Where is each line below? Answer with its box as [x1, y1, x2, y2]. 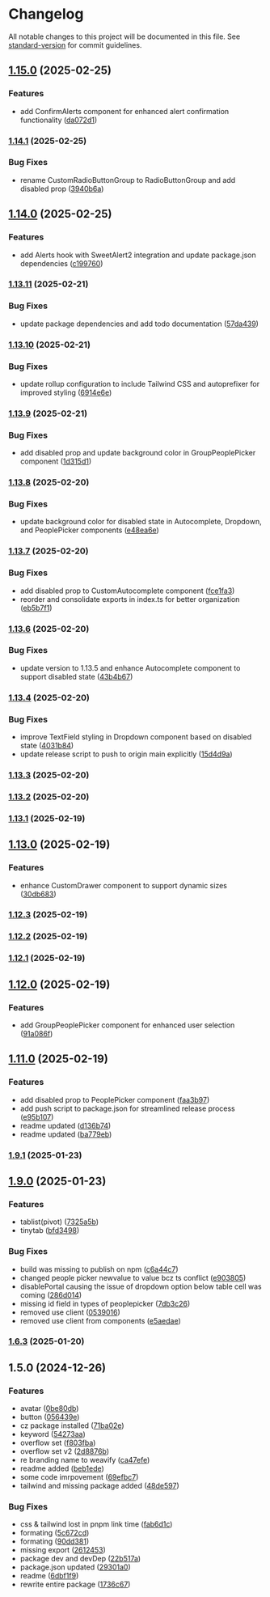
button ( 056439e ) [19, 1413, 80, 1422]
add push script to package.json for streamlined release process [19, 1103, 236, 1113]
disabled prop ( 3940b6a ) [19, 184, 104, 193]
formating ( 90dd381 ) [19, 1536, 90, 1546]
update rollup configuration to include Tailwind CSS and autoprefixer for [19, 379, 260, 388]
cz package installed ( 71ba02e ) [19, 1421, 124, 1430]
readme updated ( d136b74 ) [19, 1120, 112, 1130]
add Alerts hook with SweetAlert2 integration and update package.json [19, 250, 256, 260]
